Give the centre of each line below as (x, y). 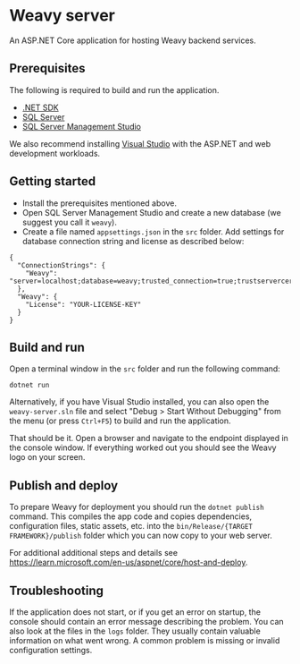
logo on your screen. (47, 457)
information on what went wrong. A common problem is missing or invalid (145, 640)
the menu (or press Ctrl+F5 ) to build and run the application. (120, 421)
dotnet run (29, 386)
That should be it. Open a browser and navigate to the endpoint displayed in (149, 438)
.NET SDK (41, 107)
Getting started (53, 181)
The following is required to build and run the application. (114, 89)
